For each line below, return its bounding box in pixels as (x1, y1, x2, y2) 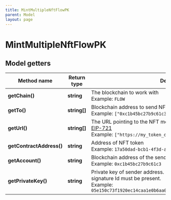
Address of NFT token (91, 139, 144, 147)
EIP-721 (91, 125, 112, 132)
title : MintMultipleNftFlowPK (5, 7, 70, 13)
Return (68, 74, 85, 81)
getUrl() (8, 125, 27, 132)
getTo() (8, 107, 26, 114)
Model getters (5, 59, 51, 68)
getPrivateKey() (8, 178, 47, 185)
